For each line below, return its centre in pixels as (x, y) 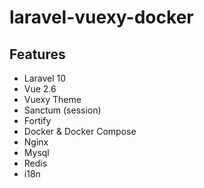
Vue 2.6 (40, 89)
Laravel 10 (45, 78)
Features (37, 54)
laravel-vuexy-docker (101, 17)
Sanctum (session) (62, 110)
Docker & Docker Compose (80, 131)
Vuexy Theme (52, 99)
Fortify (37, 120)
